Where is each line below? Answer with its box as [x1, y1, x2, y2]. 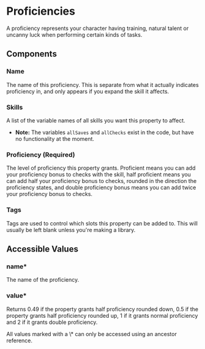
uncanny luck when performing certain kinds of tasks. [6, 31, 143, 38]
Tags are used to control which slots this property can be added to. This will [6, 219, 198, 227]
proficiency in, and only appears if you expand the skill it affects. [6, 88, 170, 95]
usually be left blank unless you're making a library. [6, 226, 136, 233]
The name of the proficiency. [6, 276, 80, 283]
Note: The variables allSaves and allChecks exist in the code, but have [15, 129, 194, 136]
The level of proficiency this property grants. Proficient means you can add [6, 164, 196, 172]
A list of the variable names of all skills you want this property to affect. [6, 116, 185, 124]
